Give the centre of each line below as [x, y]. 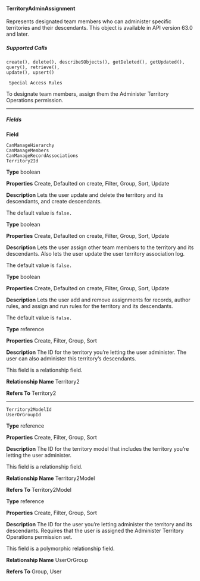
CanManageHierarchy [30, 146]
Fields [14, 120]
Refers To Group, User [34, 571]
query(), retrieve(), [33, 67]
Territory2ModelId [29, 410]
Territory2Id [22, 161]
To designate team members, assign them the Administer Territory [87, 94]
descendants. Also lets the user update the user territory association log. [96, 254]
